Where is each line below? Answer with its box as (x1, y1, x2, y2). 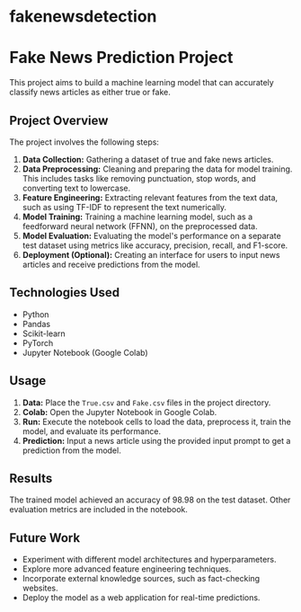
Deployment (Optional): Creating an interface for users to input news (22, 249, 280, 260)
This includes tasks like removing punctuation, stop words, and (22, 173, 256, 183)
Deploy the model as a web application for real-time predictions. (22, 592, 261, 603)
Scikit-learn (22, 328, 66, 339)
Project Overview (9, 112, 109, 128)
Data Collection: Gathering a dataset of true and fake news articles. (22, 154, 274, 164)
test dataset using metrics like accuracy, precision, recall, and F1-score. (22, 240, 288, 251)
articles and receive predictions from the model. (22, 259, 200, 270)
